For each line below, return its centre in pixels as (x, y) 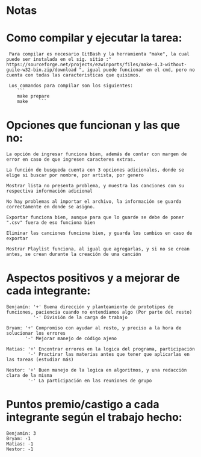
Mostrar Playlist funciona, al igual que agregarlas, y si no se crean (98, 249)
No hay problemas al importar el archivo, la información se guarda (94, 202)
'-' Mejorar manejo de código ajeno (71, 338)
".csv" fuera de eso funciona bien (51, 223)
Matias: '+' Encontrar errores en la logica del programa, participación (101, 349)
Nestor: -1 (20, 449)
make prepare (33, 96)
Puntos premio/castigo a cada (83, 405)
